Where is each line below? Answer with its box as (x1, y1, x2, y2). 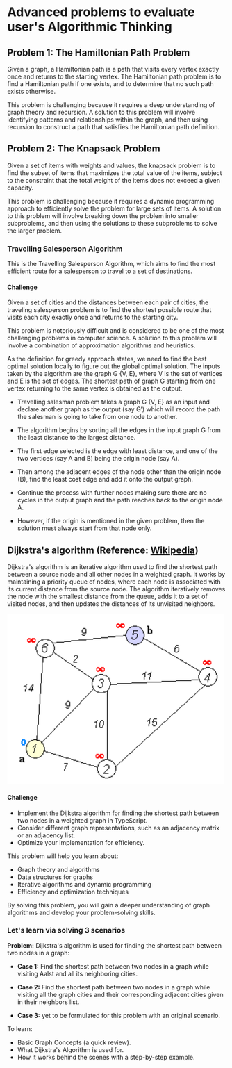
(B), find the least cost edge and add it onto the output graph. (17, 475, 193, 484)
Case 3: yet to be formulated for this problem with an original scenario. (17, 1011, 221, 1019)
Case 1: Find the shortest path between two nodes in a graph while (17, 962, 210, 970)
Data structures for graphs (17, 873, 94, 881)
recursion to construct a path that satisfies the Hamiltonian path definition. (7, 123, 220, 131)
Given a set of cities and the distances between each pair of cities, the (7, 298, 209, 306)
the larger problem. (7, 227, 63, 235)
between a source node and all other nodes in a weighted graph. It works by (7, 570, 226, 579)
